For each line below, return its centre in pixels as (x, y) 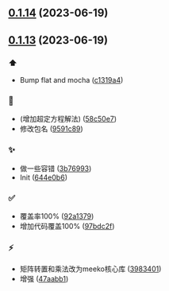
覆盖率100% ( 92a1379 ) (57, 216)
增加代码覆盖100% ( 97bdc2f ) (67, 226)
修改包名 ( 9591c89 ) (51, 129)
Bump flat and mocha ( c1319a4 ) (71, 80)
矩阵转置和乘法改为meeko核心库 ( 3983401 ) (90, 269)
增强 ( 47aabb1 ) (44, 279)
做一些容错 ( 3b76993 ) (56, 168)
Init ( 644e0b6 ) (43, 177)
